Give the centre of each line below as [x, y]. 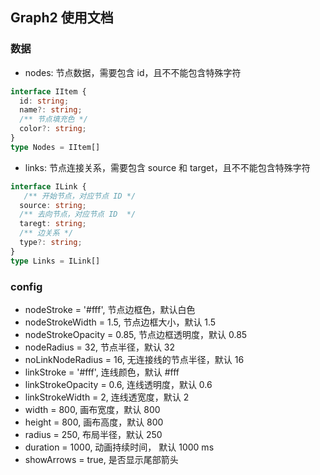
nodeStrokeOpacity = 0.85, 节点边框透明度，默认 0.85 [136, 334]
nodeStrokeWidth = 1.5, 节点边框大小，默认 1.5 [120, 322]
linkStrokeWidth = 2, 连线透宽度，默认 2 [107, 397]
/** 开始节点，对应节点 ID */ [80, 196]
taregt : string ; [53, 224]
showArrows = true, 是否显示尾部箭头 [101, 459]
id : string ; [44, 101]
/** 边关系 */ [46, 233]
